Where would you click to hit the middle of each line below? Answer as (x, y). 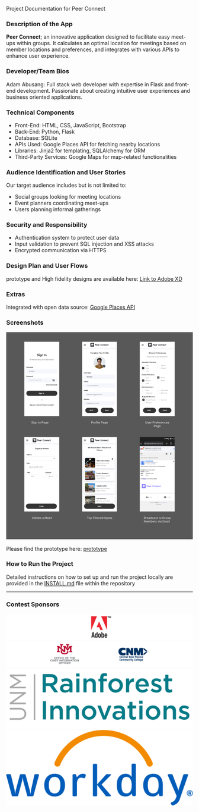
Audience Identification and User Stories (66, 172)
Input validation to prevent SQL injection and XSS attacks (84, 244)
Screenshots (25, 322)
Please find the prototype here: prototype (57, 548)
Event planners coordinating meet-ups (62, 203)
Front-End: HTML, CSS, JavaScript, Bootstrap (70, 125)
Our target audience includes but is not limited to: (66, 185)
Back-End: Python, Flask (45, 131)
